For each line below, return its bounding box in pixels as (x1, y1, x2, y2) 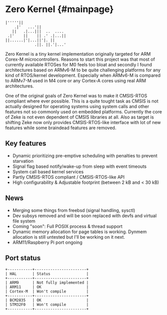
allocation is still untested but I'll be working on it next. (12, 234, 125, 240)
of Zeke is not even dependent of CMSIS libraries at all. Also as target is (5, 114, 154, 120)
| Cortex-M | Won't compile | (5, 289, 89, 294)
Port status (5, 254, 41, 262)
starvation (12, 158, 34, 164)
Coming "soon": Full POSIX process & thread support (12, 223, 123, 229)
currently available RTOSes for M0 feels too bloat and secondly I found (5, 61, 152, 67)
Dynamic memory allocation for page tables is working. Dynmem (12, 229, 147, 235)
